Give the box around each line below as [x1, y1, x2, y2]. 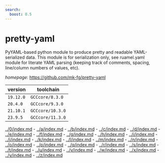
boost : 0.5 [9, 12, 32, 17]
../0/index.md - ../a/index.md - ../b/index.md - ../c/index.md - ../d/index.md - [5, 126, 161, 132]
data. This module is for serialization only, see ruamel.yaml [26, 55, 145, 61]
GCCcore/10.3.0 [30, 108, 66, 114]
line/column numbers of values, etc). [5, 65, 80, 71]
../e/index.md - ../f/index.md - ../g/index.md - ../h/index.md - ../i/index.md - [5, 131, 158, 137]
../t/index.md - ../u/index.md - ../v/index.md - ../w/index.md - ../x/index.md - [5, 147, 160, 153]
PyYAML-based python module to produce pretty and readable [5, 49, 133, 55]
